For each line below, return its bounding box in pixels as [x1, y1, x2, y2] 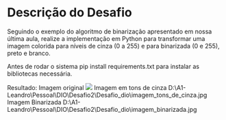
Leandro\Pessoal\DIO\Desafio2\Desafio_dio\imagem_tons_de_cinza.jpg [7, 91, 208, 99]
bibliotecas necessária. [7, 70, 73, 78]
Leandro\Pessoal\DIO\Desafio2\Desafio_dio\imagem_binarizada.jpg [7, 105, 197, 113]
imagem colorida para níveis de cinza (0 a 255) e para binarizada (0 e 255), [7, 42, 221, 50]
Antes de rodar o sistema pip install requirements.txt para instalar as [7, 62, 200, 70]
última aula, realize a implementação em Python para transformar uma [7, 34, 205, 42]
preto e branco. [7, 49, 51, 57]
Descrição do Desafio [7, 5, 132, 20]
